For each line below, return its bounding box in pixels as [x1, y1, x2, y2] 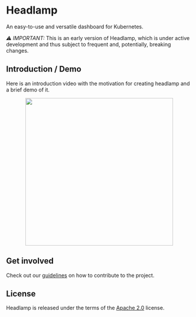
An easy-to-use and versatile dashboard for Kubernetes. [6, 23, 143, 30]
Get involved [6, 256, 54, 266]
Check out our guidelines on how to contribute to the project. [6, 272, 155, 279]
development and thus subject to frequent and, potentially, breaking [6, 41, 171, 48]
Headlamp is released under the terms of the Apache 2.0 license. [6, 305, 165, 312]
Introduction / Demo [6, 64, 81, 74]
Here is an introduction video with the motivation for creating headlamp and [6, 80, 190, 87]
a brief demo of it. [6, 86, 50, 93]
